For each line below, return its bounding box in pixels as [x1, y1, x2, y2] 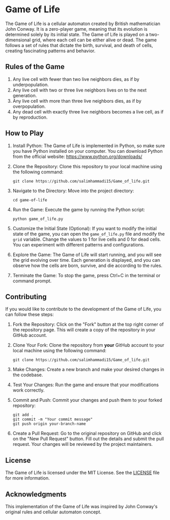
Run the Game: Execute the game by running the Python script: [12, 206, 145, 213]
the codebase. [12, 372, 43, 378]
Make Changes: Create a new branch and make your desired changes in [12, 367, 164, 373]
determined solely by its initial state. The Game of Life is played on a [5, 31, 149, 37]
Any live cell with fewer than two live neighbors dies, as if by [12, 76, 139, 82]
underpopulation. [12, 81, 49, 87]
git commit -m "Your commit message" [12, 417, 93, 422]
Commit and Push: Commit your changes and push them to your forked [12, 397, 162, 403]
